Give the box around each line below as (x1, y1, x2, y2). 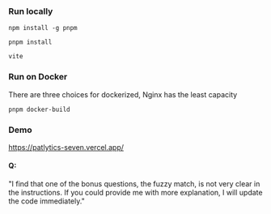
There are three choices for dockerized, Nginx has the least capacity (8, 89, 238, 99)
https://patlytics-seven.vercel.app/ (8, 142, 124, 152)
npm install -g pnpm (8, 24, 78, 32)
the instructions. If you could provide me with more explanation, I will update (8, 188, 263, 198)
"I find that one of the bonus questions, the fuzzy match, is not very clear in (8, 179, 260, 189)
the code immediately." (8, 196, 85, 206)
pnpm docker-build (8, 105, 70, 113)
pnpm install (8, 38, 53, 46)
